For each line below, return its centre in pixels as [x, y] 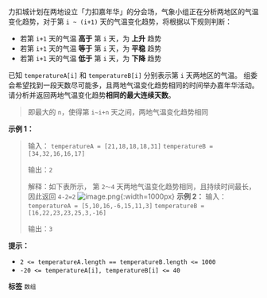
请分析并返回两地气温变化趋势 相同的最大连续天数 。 [92, 95]
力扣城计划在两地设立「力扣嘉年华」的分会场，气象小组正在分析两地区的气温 [133, 12]
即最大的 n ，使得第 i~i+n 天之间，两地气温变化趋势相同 [118, 112]
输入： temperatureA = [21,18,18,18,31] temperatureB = [120, 146]
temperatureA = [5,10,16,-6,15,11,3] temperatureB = [116, 206]
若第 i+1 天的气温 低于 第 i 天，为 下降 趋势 [90, 58]
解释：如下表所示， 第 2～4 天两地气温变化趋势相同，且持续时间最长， [141, 186]
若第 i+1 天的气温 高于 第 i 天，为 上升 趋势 [90, 39]
